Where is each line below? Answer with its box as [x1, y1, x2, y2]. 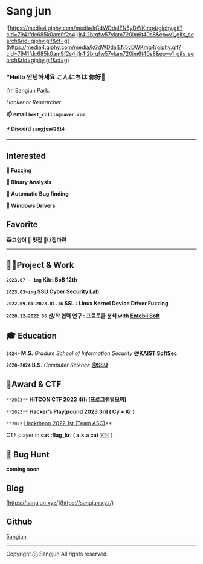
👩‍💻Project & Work [6, 260, 74, 270]
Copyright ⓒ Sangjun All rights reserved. [6, 550, 109, 557]
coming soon [6, 465, 40, 473]
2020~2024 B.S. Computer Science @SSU [6, 362, 108, 369]
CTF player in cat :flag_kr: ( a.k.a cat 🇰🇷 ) [6, 431, 113, 439]
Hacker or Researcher [6, 99, 62, 106]
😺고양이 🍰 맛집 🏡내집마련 [6, 236, 66, 244]
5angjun [6, 532, 27, 540]
